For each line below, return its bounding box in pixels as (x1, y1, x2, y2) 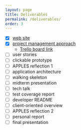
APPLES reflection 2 (12, 108, 54, 114)
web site (12, 35, 30, 41)
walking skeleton (12, 74, 47, 80)
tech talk (12, 85, 31, 91)
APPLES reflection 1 (12, 63, 53, 69)
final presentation (12, 119, 49, 125)
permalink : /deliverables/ (5, 16, 61, 21)
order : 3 (5, 21, 23, 26)
